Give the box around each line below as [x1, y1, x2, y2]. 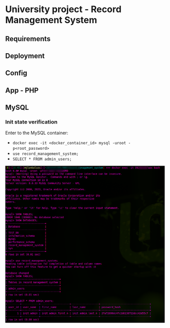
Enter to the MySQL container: [5, 130, 68, 136]
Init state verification [5, 118, 58, 126]
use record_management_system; [12, 151, 79, 156]
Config [5, 69, 27, 77]
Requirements [5, 34, 51, 43]
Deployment [5, 52, 45, 60]
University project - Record [5, 4, 122, 15]
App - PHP [5, 86, 39, 95]
